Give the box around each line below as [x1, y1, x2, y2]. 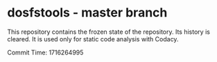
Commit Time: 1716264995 [7, 48, 84, 56]
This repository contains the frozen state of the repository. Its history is [7, 28, 210, 36]
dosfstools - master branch [7, 5, 168, 21]
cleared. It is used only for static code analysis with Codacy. [7, 34, 179, 43]
